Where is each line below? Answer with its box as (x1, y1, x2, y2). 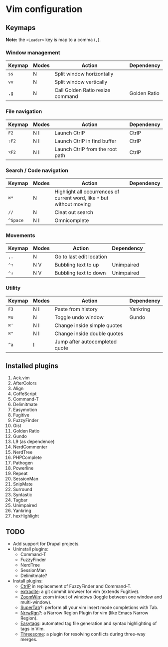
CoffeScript (12, 391, 37, 397)
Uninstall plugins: (12, 546, 49, 552)
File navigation (5, 108, 42, 115)
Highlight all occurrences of (54, 188, 120, 195)
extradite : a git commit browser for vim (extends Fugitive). (20, 588, 140, 594)
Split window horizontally (54, 70, 114, 77)
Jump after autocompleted (54, 338, 117, 345)
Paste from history (54, 306, 98, 313)
